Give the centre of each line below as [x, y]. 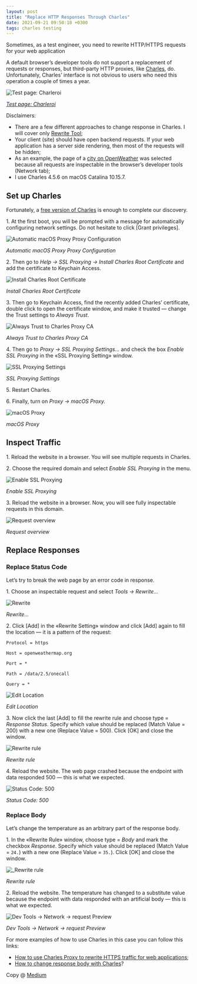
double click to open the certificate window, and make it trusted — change [96, 309]
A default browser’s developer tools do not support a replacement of [89, 63]
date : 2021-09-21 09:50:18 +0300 [47, 22]
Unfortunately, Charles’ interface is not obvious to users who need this [92, 75]
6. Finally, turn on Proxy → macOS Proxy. [56, 401]
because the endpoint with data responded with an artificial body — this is [96, 899]
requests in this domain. [35, 509]
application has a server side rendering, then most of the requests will [99, 146]
